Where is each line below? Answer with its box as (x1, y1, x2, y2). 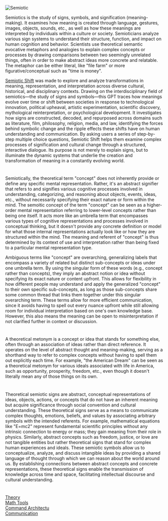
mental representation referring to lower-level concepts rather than (17, 207, 156, 214)
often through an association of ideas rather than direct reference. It (5, 342, 146, 348)
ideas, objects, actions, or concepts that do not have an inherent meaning (5, 396, 158, 402)
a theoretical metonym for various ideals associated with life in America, (5, 363, 154, 369)
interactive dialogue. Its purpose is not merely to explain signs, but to (5, 147, 148, 153)
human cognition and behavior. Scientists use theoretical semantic (5, 41, 143, 47)
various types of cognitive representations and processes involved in (5, 218, 148, 224)
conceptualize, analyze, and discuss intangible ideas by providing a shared (5, 450, 161, 456)
